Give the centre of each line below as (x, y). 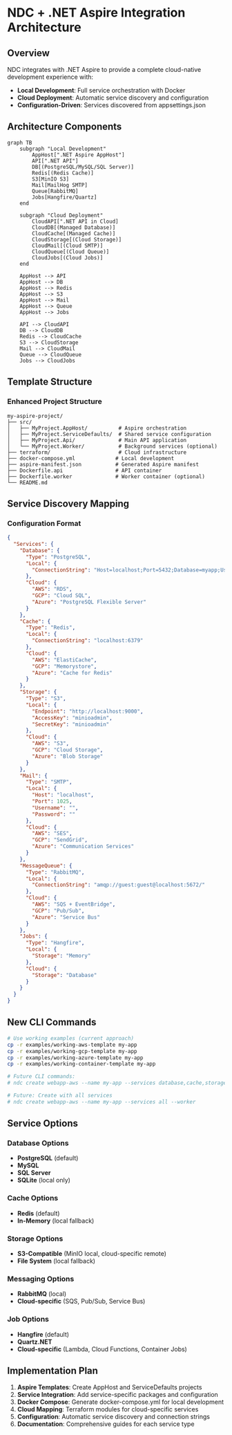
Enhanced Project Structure (55, 401)
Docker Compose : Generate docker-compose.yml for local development (120, 1402)
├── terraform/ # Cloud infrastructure (97, 452)
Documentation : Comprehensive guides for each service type (106, 1424)
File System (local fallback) (56, 1261)
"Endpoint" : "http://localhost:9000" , (88, 711)
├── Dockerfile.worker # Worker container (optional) (106, 476)
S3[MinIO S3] (51, 179)
